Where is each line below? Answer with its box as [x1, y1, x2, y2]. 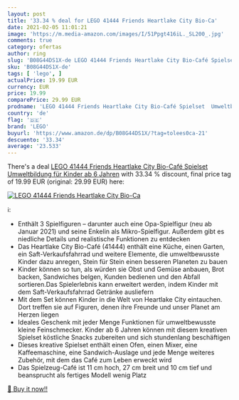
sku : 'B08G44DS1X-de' [7, 63, 72, 70]
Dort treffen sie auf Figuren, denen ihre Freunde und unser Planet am [17, 303, 221, 312]
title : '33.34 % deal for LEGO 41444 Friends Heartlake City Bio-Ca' [7, 17, 218, 24]
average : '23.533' [7, 143, 62, 150]
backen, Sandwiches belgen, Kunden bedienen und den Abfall [17, 273, 201, 281]
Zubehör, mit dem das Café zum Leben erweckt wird [17, 356, 172, 364]
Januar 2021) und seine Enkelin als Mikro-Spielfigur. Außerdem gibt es [17, 227, 225, 236]
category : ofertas [7, 43, 62, 51]
